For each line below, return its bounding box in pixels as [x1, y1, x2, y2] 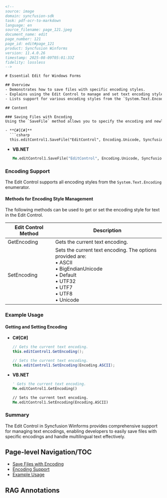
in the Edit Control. [5, 212, 43, 218]
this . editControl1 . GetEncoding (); [12, 349, 84, 354]
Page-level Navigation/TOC [5, 448, 92, 457]
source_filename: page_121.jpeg [5, 27, 72, 32]
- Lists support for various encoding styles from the [5, 96, 121, 101]
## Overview [5, 82, 30, 88]
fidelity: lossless [5, 60, 46, 65]
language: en [5, 22, 32, 28]
